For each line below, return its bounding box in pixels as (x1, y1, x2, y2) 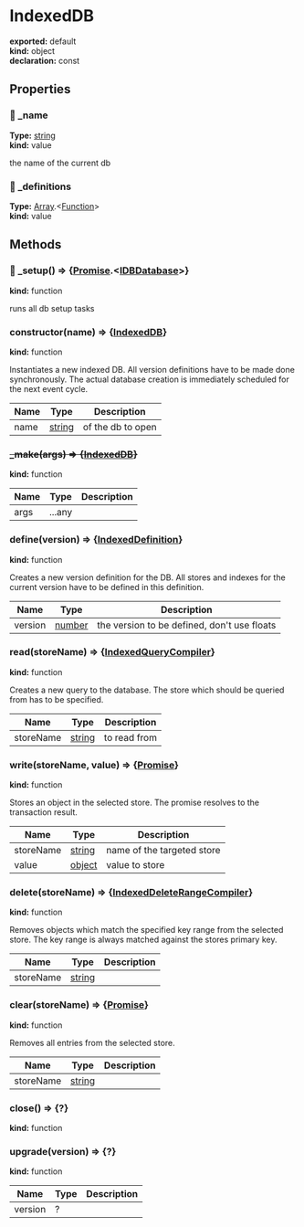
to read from (103, 731, 158, 744)
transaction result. (9, 807, 78, 818)
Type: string (9, 130, 57, 141)
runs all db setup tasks (9, 302, 95, 313)
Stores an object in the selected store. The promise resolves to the (9, 797, 260, 809)
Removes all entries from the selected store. (9, 1037, 175, 1048)
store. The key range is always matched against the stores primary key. (9, 934, 278, 946)
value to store (106, 859, 165, 872)
